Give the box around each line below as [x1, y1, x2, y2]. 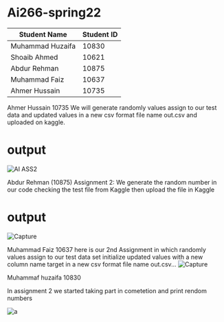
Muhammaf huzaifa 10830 [7, 273, 81, 281]
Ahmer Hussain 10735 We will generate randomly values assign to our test [7, 103, 217, 111]
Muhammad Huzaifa [10, 41, 76, 51]
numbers [7, 294, 33, 302]
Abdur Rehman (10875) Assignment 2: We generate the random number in [7, 178, 217, 186]
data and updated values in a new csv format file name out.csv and [7, 111, 197, 119]
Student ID [82, 30, 118, 39]
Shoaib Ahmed [10, 52, 58, 62]
